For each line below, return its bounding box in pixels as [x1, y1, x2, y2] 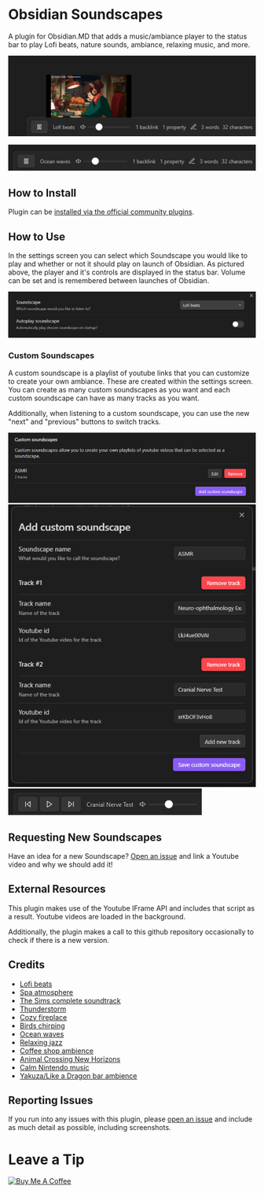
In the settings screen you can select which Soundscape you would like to [8, 250, 248, 260]
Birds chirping [19, 1021, 65, 1030]
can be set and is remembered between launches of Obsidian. [8, 275, 210, 285]
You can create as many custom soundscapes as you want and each [8, 385, 230, 394]
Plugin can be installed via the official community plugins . [8, 207, 195, 217]
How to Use [8, 230, 66, 243]
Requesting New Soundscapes [8, 830, 163, 844]
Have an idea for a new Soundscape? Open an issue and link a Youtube [8, 852, 240, 860]
